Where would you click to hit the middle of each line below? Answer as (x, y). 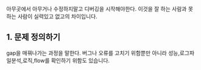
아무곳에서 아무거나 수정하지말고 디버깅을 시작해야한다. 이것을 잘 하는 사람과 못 (100, 9)
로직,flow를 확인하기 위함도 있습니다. (66, 60)
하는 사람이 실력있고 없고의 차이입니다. (52, 16)
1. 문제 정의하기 (33, 37)
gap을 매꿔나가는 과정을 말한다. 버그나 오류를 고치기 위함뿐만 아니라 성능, (93, 52)
